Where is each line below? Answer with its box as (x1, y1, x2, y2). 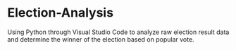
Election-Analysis (7, 5, 114, 21)
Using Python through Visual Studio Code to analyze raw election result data (7, 28, 230, 36)
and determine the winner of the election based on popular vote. (7, 35, 195, 43)
